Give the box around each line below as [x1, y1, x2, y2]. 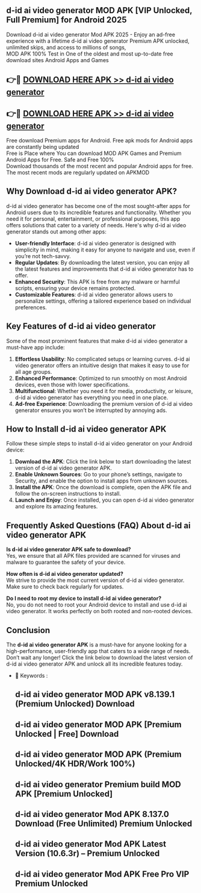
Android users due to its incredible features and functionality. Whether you [6, 209, 191, 216]
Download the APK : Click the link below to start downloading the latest [14, 458, 191, 465]
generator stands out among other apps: [6, 228, 107, 235]
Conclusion [6, 625, 51, 636]
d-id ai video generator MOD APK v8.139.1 [14, 689, 175, 699]
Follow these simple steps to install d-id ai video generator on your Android [6, 440, 193, 447]
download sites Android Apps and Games [6, 56, 110, 63]
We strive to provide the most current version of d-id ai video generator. [6, 576, 185, 584]
